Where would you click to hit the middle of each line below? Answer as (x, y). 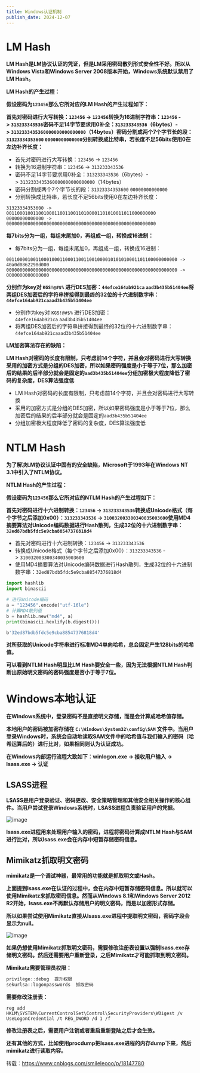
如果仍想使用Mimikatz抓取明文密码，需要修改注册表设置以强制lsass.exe (96, 948)
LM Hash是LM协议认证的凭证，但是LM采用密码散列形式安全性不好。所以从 (99, 64)
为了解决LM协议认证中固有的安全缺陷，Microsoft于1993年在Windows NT (97, 465)
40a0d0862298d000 (28, 265)
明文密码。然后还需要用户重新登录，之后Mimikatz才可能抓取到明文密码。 (101, 955)
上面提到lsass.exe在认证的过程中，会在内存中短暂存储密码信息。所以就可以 (99, 888)
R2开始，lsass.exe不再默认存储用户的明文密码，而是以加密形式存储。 (92, 903)
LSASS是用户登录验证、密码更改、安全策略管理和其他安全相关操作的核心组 (99, 800)
